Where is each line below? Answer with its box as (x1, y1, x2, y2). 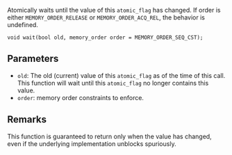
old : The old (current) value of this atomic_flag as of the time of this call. (17, 71, 226, 79)
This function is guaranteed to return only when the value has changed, (7, 132, 212, 140)
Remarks (7, 114, 47, 126)
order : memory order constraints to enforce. (17, 93, 144, 101)
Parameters (7, 53, 59, 65)
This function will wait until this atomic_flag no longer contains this (17, 79, 209, 87)
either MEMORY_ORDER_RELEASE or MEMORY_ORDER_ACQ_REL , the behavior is (7, 13, 205, 22)
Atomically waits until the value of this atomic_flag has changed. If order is (7, 6, 221, 14)
